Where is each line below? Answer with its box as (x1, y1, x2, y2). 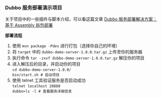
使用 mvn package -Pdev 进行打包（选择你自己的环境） (12, 43, 120, 49)
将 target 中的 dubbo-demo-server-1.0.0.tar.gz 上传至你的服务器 (12, 49, 143, 55)
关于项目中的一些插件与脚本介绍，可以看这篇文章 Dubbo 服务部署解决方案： (5, 16, 157, 22)
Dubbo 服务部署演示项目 (5, 4, 62, 11)
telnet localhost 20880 (12, 84, 61, 89)
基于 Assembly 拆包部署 (5, 22, 53, 28)
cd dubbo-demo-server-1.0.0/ (12, 67, 72, 72)
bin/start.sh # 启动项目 (12, 73, 60, 78)
